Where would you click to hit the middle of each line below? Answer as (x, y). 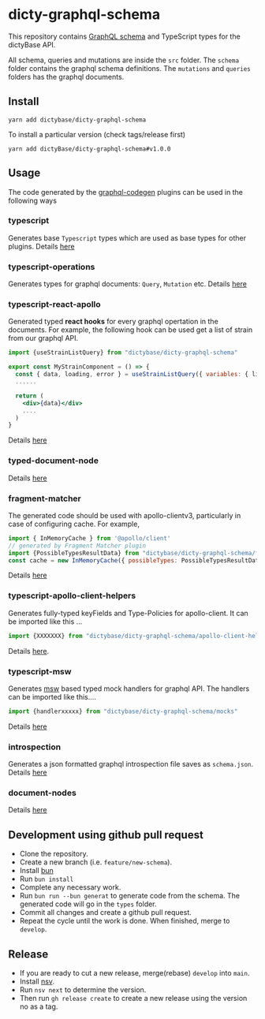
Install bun (36, 871)
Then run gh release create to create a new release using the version (133, 998)
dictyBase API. (32, 44)
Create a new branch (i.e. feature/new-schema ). (95, 862)
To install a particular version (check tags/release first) (97, 134)
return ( (30, 396)
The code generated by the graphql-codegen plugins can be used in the (125, 192)
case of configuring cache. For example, (74, 524)
